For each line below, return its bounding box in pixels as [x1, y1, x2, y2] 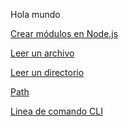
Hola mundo [10, 9, 61, 20]
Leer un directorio [10, 67, 85, 78]
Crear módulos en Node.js [10, 28, 119, 39]
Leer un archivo [10, 47, 75, 59]
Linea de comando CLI [10, 105, 103, 117]
